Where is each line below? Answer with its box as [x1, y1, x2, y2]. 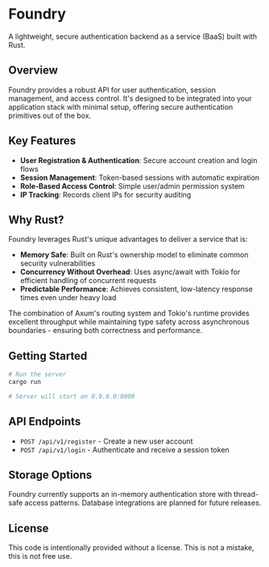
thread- [233, 490, 259, 499]
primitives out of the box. [8, 110, 92, 120]
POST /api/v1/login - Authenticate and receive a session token [19, 444, 230, 454]
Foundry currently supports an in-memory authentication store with [8, 490, 232, 499]
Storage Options [8, 469, 93, 482]
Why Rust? [8, 213, 64, 227]
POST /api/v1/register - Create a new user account [19, 436, 193, 446]
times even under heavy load [19, 293, 117, 302]
